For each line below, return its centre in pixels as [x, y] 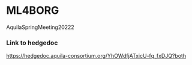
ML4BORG [33, 11]
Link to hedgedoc [32, 43]
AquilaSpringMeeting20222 [40, 27]
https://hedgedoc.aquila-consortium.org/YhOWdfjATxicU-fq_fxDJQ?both [96, 56]
